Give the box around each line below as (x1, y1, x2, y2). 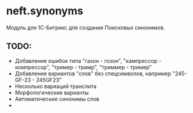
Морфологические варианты (14, 88, 89, 96)
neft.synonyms (6, 4, 84, 18)
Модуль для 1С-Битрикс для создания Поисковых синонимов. (6, 24, 166, 31)
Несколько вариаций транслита (14, 83, 97, 90)
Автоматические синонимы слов (14, 95, 100, 102)
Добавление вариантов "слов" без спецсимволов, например (14, 70, 171, 77)
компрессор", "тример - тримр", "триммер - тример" (14, 63, 152, 71)
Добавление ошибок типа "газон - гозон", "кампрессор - (14, 57, 161, 64)
